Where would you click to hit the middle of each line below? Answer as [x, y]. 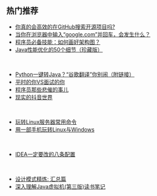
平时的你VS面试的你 [40, 82]
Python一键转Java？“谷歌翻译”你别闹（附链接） [75, 74]
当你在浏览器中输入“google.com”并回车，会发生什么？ [83, 34]
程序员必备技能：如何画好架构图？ [58, 42]
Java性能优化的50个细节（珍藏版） [59, 49]
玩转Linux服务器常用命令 [46, 122]
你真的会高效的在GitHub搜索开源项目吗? [65, 27]
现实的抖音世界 [34, 97]
